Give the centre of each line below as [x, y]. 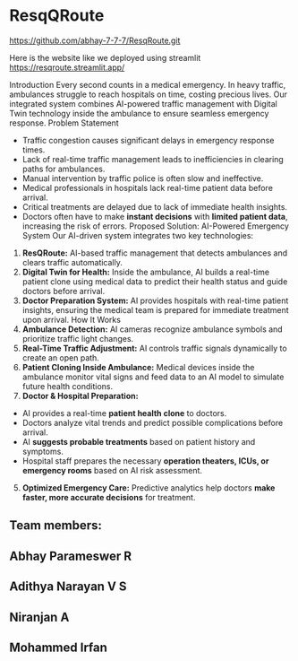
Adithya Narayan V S [68, 587]
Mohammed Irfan [58, 647]
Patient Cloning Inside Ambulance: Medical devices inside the [138, 367]
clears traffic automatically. [72, 262]
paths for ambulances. [64, 169]
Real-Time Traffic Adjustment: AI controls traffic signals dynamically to [155, 348]
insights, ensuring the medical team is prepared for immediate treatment [155, 309]
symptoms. [43, 451]
